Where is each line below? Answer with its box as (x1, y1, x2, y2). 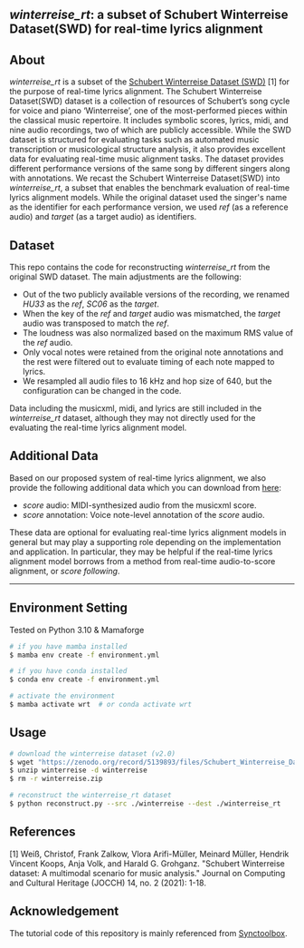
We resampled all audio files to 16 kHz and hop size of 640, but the (22, 376, 272, 386)
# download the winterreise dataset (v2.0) (9, 748, 176, 758)
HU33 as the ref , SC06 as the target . (22, 298, 160, 309)
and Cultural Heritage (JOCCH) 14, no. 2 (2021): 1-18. (9, 877, 206, 888)
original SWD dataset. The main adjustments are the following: (9, 271, 242, 282)
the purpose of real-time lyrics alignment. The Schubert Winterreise (9, 86, 262, 97)
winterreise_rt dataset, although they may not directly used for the (9, 413, 256, 424)
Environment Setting (9, 601, 128, 616)
